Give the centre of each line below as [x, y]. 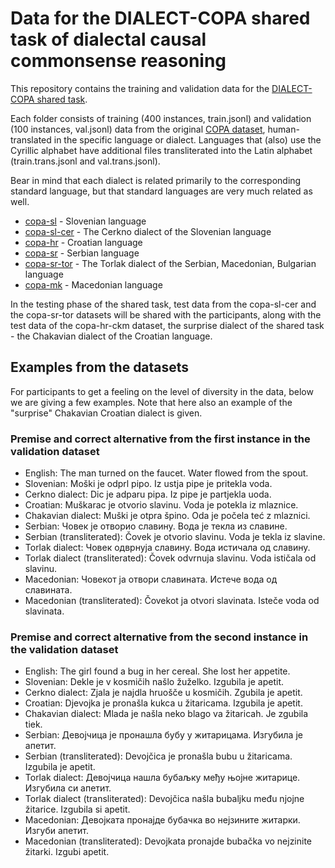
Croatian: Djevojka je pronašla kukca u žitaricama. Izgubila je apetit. [163, 703]
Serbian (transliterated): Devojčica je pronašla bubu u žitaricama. [158, 756]
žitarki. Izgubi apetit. [67, 852]
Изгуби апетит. [56, 831]
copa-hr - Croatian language [83, 242]
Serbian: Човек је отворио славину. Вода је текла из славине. [156, 526]
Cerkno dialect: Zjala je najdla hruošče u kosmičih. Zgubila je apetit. [163, 693]
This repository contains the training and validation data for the [140, 88]
